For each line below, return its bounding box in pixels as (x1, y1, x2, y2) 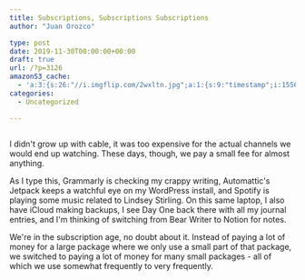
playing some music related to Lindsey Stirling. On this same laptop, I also (9, 195, 285, 205)
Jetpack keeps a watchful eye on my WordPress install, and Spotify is (9, 185, 270, 195)
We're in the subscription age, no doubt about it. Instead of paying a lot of (9, 231, 286, 242)
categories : (9, 88, 54, 98)
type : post (9, 38, 51, 47)
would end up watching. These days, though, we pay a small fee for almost (9, 147, 290, 159)
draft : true (9, 55, 54, 65)
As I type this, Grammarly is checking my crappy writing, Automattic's (9, 175, 271, 186)
